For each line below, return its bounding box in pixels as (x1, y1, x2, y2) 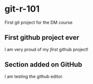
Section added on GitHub (4, 61, 82, 69)
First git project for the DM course (4, 19, 73, 25)
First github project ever (4, 34, 79, 42)
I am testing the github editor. (4, 73, 64, 79)
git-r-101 (4, 3, 40, 15)
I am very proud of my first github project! (4, 46, 89, 52)
